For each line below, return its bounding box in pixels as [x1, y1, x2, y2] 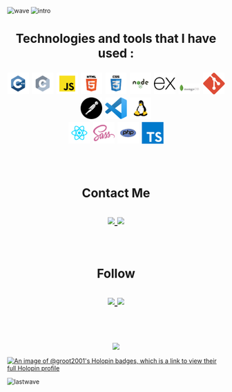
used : [97, 46, 135, 62]
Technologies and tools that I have [15, 31, 217, 46]
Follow [96, 266, 136, 282]
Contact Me [81, 186, 151, 201]
